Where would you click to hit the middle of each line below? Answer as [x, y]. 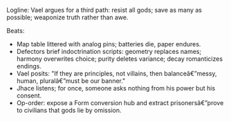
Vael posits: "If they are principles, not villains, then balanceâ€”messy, [117, 73]
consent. [29, 95]
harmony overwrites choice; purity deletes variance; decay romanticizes [119, 59]
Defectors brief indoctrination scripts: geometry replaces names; [109, 52]
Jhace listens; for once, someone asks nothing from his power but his [116, 88]
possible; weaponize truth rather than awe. [67, 17]
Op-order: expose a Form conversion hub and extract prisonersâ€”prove [120, 103]
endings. [29, 66]
